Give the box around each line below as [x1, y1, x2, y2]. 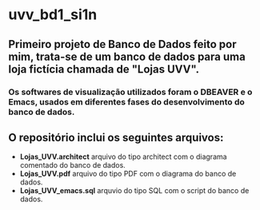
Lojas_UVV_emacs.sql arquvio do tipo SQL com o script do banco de [19, 186, 250, 196]
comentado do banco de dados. [19, 160, 126, 170]
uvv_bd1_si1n [8, 6, 98, 24]
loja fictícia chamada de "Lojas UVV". [8, 62, 200, 76]
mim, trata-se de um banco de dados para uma [8, 50, 246, 63]
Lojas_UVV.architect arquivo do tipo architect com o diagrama [19, 152, 227, 161]
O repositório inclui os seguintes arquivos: [8, 130, 224, 145]
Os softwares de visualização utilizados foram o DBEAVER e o [8, 86, 253, 97]
